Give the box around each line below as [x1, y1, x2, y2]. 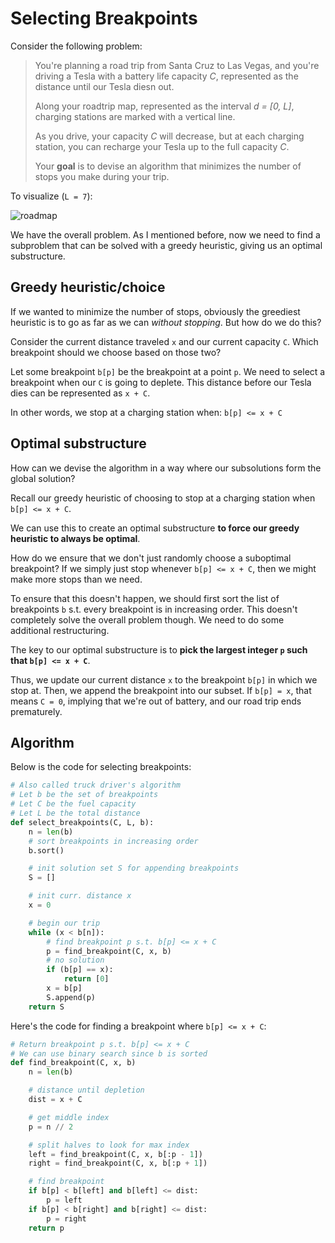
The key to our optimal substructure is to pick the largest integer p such [10, 643, 308, 656]
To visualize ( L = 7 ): [10, 190, 93, 202]
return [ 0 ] [63, 974, 110, 984]
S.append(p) [46, 992, 97, 1002]
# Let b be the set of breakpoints [10, 790, 159, 800]
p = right [46, 1213, 87, 1224]
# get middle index [28, 1112, 110, 1122]
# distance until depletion [28, 1085, 145, 1096]
